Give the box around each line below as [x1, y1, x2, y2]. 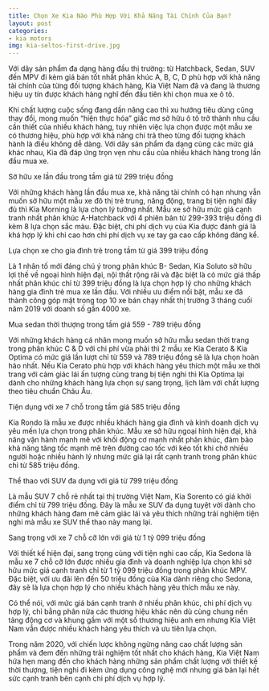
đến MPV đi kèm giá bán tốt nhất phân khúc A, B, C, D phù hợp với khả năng [8, 72, 261, 82]
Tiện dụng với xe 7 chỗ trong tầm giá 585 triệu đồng [8, 402, 181, 412]
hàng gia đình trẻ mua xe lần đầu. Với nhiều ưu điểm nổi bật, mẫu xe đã [8, 287, 243, 297]
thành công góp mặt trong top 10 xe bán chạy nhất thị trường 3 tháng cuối [8, 295, 253, 306]
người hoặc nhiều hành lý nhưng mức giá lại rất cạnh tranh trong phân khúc [8, 452, 258, 462]
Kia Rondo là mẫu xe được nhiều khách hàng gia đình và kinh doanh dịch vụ [8, 417, 259, 427]
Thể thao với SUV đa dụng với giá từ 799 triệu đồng [8, 476, 178, 486]
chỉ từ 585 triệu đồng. [8, 460, 80, 471]
